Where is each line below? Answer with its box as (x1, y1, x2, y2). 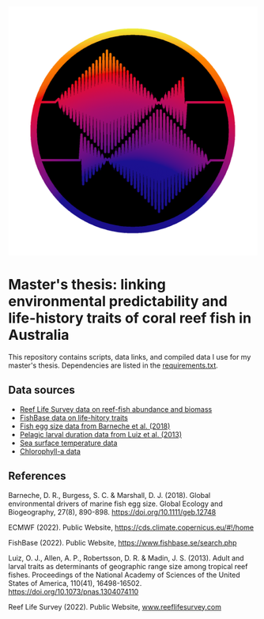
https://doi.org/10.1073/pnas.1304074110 (8, 587, 139, 596)
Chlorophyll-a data (19, 446, 81, 456)
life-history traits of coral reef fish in (8, 309, 251, 327)
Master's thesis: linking (8, 276, 166, 294)
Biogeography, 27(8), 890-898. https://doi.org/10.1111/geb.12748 (8, 507, 217, 516)
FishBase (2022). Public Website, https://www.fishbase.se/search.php (8, 538, 237, 547)
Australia (8, 326, 70, 344)
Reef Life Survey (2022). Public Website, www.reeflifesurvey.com (8, 602, 221, 611)
